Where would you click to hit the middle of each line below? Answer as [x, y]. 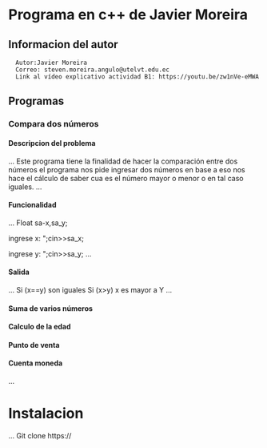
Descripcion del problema [52, 143]
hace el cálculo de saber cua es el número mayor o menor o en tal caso [126, 178]
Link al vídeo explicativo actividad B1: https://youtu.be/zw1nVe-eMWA [137, 77]
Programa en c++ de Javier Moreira [128, 15]
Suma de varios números [51, 308]
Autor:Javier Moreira [52, 63]
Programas [36, 101]
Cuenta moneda [36, 363]
